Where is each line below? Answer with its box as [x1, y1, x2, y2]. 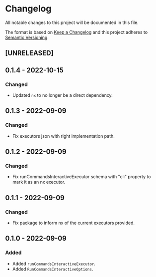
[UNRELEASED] [5, 49, 54, 57]
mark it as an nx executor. [12, 179, 66, 185]
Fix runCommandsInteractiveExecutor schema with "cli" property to [12, 174, 151, 180]
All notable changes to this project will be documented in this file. [5, 19, 139, 25]
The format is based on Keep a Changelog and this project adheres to [5, 29, 148, 35]
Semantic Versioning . [5, 34, 49, 40]
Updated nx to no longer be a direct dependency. [12, 92, 113, 98]
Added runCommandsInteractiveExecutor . [12, 261, 96, 267]
